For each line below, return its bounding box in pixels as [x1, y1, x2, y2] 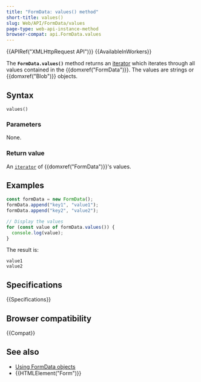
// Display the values [6, 219, 64, 225]
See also [6, 347, 39, 357]
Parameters [6, 120, 41, 128]
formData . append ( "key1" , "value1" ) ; [6, 202, 99, 208]
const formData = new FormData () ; [6, 196, 94, 203]
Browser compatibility [6, 313, 92, 324]
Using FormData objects [15, 363, 76, 370]
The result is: [6, 246, 39, 254]
